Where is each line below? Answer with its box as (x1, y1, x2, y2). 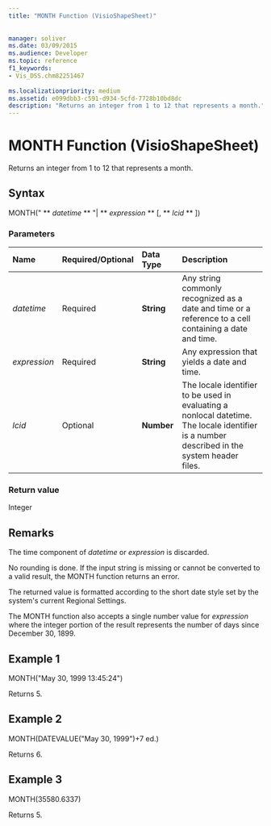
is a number (181, 430, 227, 441)
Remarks (8, 526, 55, 540)
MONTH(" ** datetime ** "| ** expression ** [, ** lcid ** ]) (8, 207, 201, 218)
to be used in (181, 390, 231, 401)
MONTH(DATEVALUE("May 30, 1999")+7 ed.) (8, 733, 159, 743)
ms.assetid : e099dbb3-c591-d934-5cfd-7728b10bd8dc (8, 94, 182, 102)
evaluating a (181, 400, 228, 411)
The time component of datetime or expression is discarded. (8, 548, 210, 557)
